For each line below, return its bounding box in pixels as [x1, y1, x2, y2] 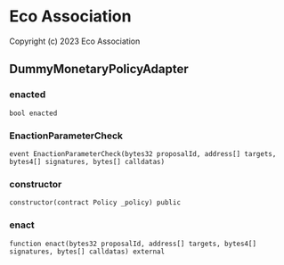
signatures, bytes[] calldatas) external [9, 247, 166, 256]
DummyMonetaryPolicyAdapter [9, 62, 189, 77]
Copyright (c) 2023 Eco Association [9, 36, 141, 46]
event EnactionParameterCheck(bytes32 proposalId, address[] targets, [9, 149, 277, 158]
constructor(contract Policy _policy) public [9, 198, 181, 207]
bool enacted [9, 109, 58, 118]
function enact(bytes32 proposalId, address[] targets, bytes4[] [9, 239, 256, 248]
